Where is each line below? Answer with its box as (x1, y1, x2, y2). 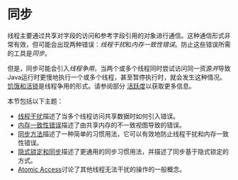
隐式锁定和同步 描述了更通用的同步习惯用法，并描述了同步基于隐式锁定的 (17, 147, 229, 156)
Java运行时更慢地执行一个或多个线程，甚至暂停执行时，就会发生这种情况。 (7, 72, 227, 81)
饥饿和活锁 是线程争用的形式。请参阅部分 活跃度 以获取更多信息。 (7, 81, 195, 90)
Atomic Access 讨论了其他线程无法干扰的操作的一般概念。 (17, 164, 186, 174)
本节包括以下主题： (7, 96, 64, 105)
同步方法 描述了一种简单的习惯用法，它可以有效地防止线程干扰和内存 (17, 129, 217, 138)
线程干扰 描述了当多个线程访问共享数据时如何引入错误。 (17, 111, 179, 120)
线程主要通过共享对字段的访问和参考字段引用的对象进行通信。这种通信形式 (7, 31, 225, 40)
